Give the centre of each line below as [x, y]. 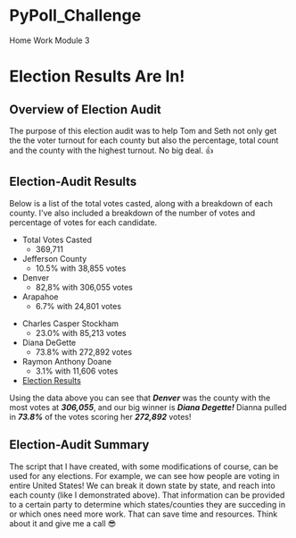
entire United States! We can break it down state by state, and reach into [142, 485]
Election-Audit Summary [79, 445]
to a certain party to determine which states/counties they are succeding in [148, 504]
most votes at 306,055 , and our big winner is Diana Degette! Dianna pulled [148, 407]
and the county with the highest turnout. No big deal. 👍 [111, 150]
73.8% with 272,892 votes [83, 352]
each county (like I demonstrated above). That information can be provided [147, 495]
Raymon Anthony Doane [67, 361]
